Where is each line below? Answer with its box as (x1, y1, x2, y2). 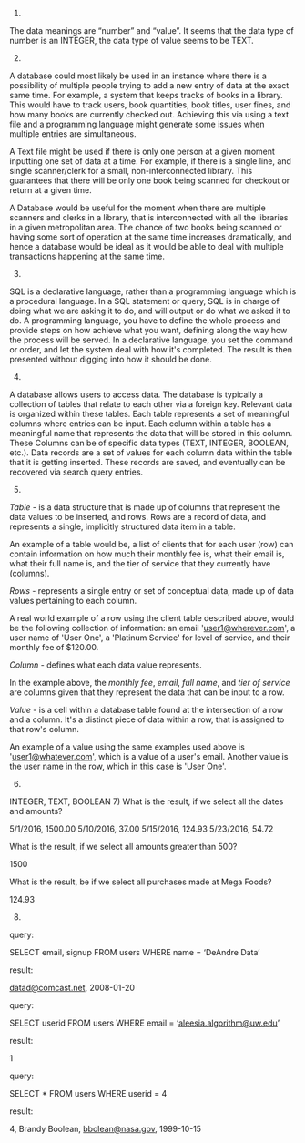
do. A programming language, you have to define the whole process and (9, 315, 281, 326)
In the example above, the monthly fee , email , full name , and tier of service (9, 678, 290, 688)
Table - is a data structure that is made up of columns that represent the (9, 502, 280, 513)
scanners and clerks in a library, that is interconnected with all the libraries (9, 212, 289, 222)
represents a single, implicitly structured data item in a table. (9, 521, 236, 532)
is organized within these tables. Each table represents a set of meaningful (9, 409, 290, 419)
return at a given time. (9, 185, 93, 195)
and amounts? (9, 806, 63, 816)
